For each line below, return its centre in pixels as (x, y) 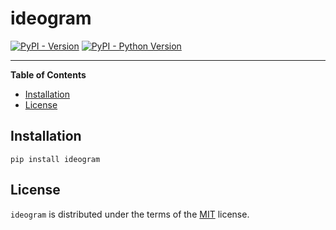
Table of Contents (48, 74)
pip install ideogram (55, 159)
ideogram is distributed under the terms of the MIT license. (130, 214)
